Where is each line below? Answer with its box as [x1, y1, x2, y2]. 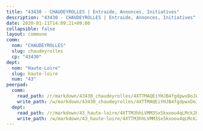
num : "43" [11, 76, 36, 82]
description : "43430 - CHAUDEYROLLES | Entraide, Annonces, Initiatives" [6, 14, 196, 21]
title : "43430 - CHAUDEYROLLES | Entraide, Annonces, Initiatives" [6, 8, 180, 15]
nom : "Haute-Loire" [11, 65, 61, 71]
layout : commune [6, 31, 47, 37]
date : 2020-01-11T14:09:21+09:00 [6, 20, 91, 26]
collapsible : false [6, 25, 56, 32]
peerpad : [6, 82, 28, 88]
